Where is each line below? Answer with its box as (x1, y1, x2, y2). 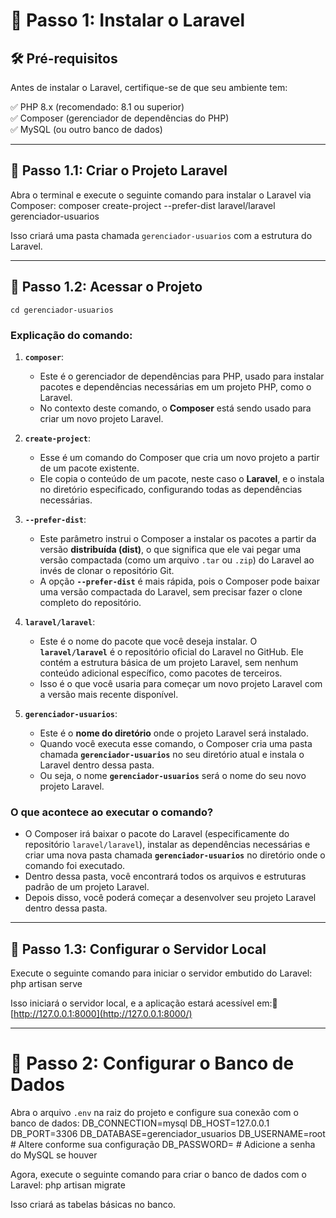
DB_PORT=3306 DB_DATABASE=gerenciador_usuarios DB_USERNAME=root (10, 1127, 326, 1139)
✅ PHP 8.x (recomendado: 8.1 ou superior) (10, 101, 185, 113)
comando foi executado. (24, 860, 126, 872)
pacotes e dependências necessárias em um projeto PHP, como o (39, 380, 312, 393)
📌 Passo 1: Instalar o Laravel (10, 9, 246, 32)
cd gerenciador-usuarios (10, 305, 114, 315)
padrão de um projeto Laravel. (24, 881, 150, 893)
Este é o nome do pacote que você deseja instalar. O (39, 635, 258, 647)
